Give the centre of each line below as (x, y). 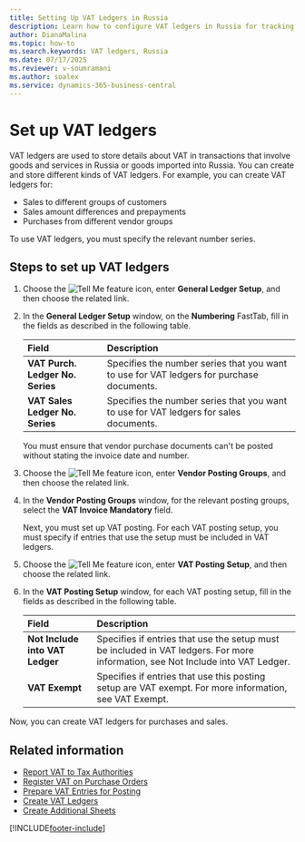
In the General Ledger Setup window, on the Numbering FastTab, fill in (155, 316)
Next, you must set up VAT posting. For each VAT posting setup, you (150, 528)
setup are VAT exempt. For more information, (192, 688)
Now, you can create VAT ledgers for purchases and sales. (119, 721)
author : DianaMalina (49, 34)
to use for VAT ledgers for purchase (182, 375)
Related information (67, 750)
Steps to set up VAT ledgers (89, 267)
